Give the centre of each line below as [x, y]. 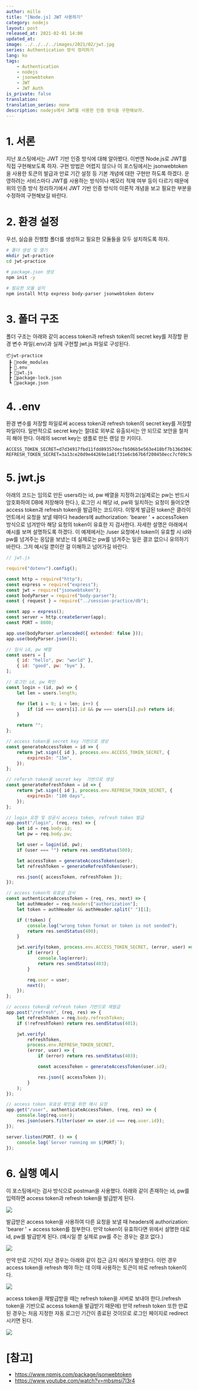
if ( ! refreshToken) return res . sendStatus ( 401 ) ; [77, 1023]
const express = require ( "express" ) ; [52, 585]
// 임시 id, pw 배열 [29, 650]
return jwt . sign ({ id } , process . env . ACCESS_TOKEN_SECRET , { [93, 752]
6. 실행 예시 [32, 1173]
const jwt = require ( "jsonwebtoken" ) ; [54, 590]
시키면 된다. [20, 1321]
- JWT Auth [30, 88]
